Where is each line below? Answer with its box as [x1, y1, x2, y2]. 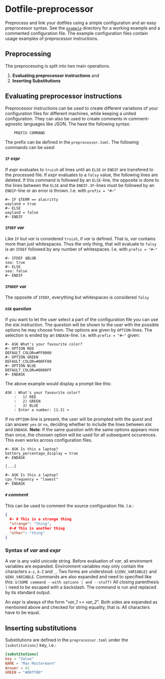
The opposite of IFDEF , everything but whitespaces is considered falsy [5, 295, 149, 301]
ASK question [5, 305, 32, 311]
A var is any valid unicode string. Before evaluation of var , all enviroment [5, 558, 153, 564]
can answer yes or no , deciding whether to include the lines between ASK [5, 421, 152, 427]
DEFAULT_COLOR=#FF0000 [5, 350, 52, 356]
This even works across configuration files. [5, 437, 93, 443]
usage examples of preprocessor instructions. [5, 36, 99, 41]
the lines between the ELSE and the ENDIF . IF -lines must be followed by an [5, 182, 155, 188]
